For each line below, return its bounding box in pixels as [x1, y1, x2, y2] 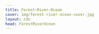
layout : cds [5, 16, 30, 21]
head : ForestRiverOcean [5, 21, 56, 26]
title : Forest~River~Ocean [5, 7, 62, 12]
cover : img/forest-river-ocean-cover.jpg [5, 12, 94, 17]
